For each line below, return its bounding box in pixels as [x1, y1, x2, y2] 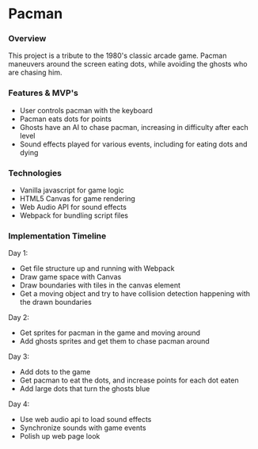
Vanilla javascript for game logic [19, 185, 124, 195]
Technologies [8, 167, 62, 178]
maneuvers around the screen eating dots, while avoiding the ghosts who [8, 59, 248, 69]
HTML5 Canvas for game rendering [19, 194, 136, 204]
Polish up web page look [19, 432, 101, 441]
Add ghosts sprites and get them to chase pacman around [19, 337, 210, 346]
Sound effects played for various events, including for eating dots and [19, 139, 248, 149]
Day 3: [8, 352, 30, 361]
